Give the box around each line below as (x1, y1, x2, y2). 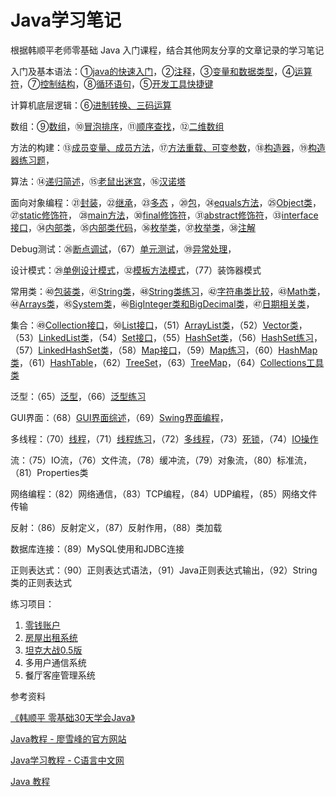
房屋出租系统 (24, 631, 78, 643)
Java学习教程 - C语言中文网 (10, 754, 125, 766)
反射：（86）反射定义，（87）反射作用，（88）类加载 (10, 521, 223, 533)
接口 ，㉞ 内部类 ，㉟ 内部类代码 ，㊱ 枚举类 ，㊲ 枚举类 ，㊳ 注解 (10, 221, 256, 233)
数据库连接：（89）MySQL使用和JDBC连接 (10, 542, 185, 555)
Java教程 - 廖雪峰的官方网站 (10, 732, 127, 745)
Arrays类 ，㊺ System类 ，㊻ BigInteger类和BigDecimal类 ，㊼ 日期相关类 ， (19, 297, 315, 310)
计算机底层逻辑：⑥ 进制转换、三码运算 (10, 99, 172, 111)
